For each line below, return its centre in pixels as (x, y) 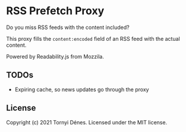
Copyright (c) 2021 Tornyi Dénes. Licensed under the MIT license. (87, 122)
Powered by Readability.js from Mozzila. (55, 56)
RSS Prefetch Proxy (55, 11)
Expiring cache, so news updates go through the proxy (82, 89)
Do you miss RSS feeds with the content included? (68, 27)
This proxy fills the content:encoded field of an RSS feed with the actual (93, 38)
